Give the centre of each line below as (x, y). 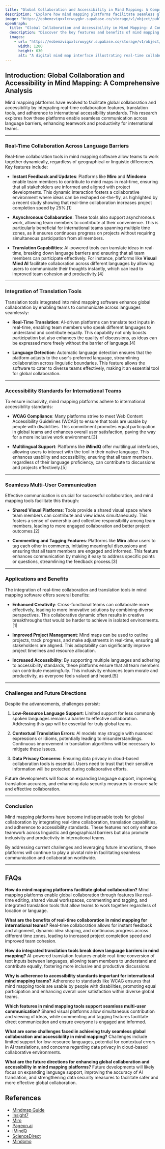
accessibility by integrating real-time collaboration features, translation (77, 108)
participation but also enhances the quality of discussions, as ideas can (84, 338)
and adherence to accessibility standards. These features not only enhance (82, 827)
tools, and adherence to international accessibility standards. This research (81, 113)
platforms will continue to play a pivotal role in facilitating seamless (73, 853)
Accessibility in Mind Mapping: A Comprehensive (82, 83)
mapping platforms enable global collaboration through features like (74, 895)
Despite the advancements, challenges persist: (53, 704)
